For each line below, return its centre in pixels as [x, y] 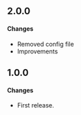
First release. [35, 105]
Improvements [37, 51]
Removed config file [45, 44]
